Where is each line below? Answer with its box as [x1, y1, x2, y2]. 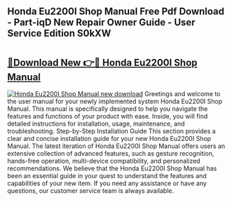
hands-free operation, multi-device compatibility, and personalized [7, 157, 201, 165]
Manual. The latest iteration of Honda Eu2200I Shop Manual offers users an [7, 142, 226, 150]
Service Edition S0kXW [7, 27, 111, 39]
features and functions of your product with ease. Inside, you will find [7, 112, 208, 120]
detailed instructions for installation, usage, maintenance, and [7, 119, 185, 128]
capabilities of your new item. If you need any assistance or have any [7, 179, 207, 187]
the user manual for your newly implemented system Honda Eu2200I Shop [7, 97, 223, 105]
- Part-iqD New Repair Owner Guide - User [7, 17, 196, 29]
